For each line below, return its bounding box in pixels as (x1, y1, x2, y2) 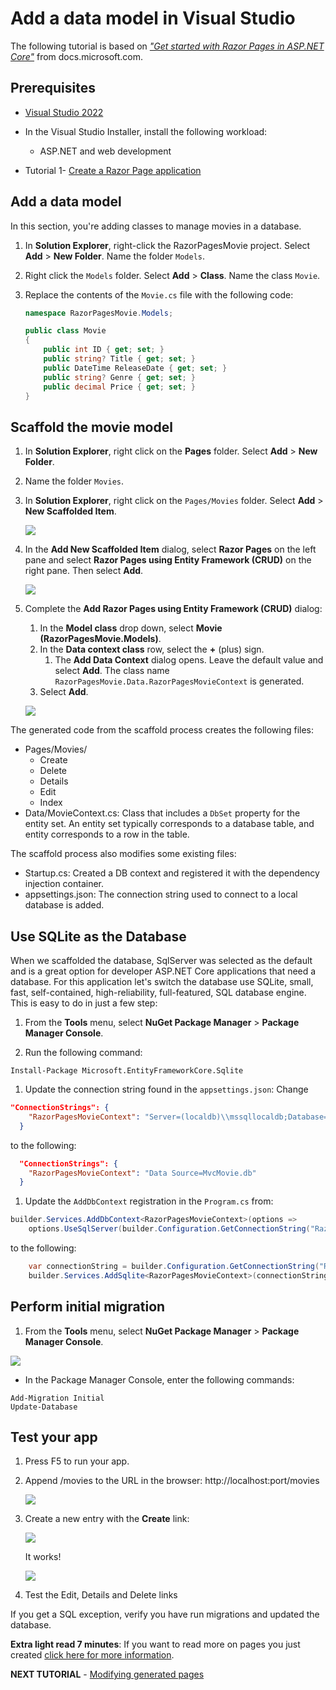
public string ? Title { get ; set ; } (43, 354, 196, 364)
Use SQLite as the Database (10, 928, 187, 945)
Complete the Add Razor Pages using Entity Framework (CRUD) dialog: (24, 603, 323, 615)
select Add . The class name (54, 665, 170, 677)
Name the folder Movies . (24, 475, 125, 487)
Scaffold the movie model (10, 418, 173, 436)
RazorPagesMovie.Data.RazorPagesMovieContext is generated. (54, 675, 305, 687)
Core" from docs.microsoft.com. (10, 50, 144, 62)
